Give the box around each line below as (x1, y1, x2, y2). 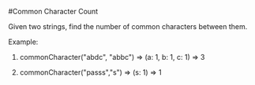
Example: (8, 37, 39, 46)
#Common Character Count (8, 7, 99, 16)
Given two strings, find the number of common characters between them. (8, 22, 248, 31)
